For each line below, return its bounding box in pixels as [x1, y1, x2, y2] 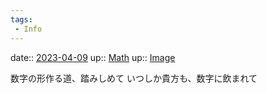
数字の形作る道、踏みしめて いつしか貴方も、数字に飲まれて [10, 72, 258, 84]
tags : [10, 14, 33, 25]
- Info [14, 24, 43, 34]
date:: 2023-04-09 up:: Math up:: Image [10, 51, 176, 63]
